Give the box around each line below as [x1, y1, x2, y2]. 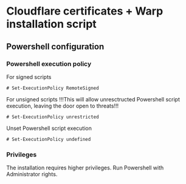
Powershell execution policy [6, 60, 92, 68]
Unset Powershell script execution [6, 124, 92, 132]
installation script [6, 17, 97, 31]
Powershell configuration [6, 41, 105, 52]
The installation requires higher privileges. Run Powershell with [6, 164, 164, 171]
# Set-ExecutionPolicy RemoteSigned [6, 85, 99, 91]
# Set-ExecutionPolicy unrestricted [6, 114, 99, 120]
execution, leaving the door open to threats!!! [6, 102, 119, 109]
